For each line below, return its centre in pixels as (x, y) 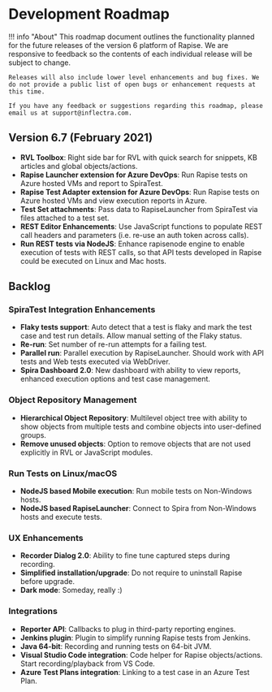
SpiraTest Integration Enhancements (82, 309)
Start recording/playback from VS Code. (88, 664)
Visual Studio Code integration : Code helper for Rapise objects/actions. (141, 655)
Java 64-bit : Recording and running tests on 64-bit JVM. (116, 646)
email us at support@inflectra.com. (70, 113)
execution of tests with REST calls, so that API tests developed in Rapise (141, 252)
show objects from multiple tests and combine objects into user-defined (140, 426)
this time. (27, 91)
